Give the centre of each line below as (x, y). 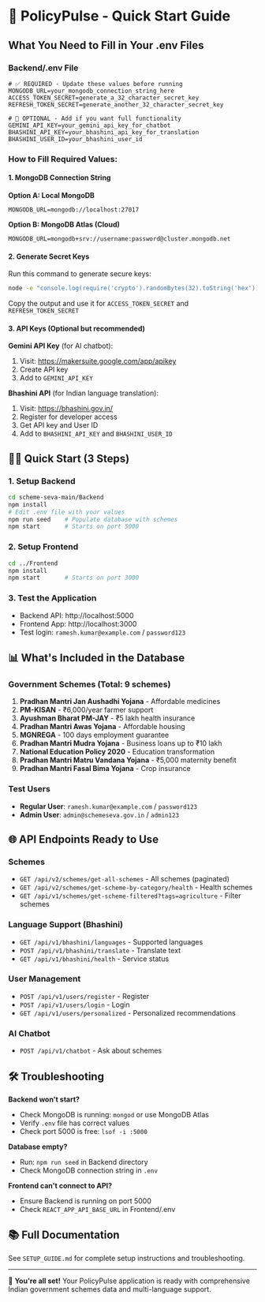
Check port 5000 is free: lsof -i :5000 (84, 1131)
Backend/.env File (43, 68)
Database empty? (38, 1147)
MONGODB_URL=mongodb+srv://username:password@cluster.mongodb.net (119, 239)
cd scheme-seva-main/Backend (56, 497)
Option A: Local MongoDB (51, 195)
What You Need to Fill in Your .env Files (106, 45)
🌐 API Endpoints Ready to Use (84, 839)
